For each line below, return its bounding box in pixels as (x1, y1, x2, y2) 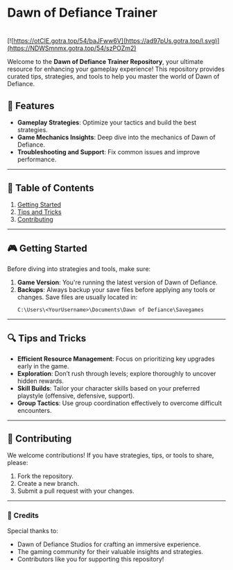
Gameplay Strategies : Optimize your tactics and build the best (17, 118, 197, 127)
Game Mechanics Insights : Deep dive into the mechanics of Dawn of (17, 133, 216, 142)
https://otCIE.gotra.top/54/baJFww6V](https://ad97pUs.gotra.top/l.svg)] (13, 37, 220, 45)
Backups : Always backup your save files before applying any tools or (17, 285, 216, 293)
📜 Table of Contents (7, 182, 94, 194)
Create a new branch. (17, 480, 80, 488)
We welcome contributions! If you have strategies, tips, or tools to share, (7, 451, 214, 459)
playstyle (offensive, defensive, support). (17, 391, 135, 400)
